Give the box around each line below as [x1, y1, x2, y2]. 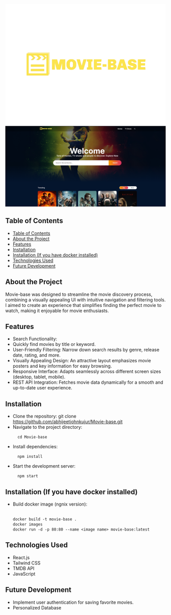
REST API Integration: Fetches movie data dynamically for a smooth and [12, 379, 164, 385]
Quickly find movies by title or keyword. [12, 341, 96, 347]
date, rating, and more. [12, 352, 61, 358]
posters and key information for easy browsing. [12, 363, 112, 369]
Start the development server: [12, 463, 76, 469]
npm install [17, 454, 43, 459]
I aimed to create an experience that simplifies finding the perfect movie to [5, 302, 162, 308]
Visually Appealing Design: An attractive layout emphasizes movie [12, 358, 151, 364]
